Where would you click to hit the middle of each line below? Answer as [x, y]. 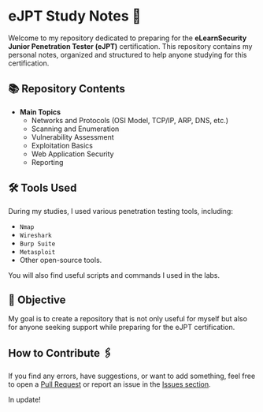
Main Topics [40, 112]
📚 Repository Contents [67, 89]
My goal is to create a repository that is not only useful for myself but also [128, 319]
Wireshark [36, 235]
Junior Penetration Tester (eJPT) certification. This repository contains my [130, 46]
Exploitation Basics [62, 145]
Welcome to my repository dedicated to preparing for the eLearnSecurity [128, 38]
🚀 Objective [37, 300]
